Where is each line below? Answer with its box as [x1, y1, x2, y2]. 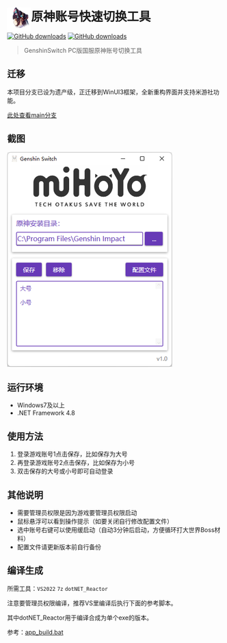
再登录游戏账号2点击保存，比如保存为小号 [16, 459, 135, 467]
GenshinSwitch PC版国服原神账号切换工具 [23, 46, 142, 54]
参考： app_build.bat [7, 628, 64, 636]
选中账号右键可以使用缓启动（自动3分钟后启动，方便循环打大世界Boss [16, 526, 215, 534]
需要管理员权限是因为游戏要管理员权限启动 [16, 509, 137, 517]
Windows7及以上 [16, 401, 65, 409]
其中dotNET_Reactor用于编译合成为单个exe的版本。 [7, 614, 153, 622]
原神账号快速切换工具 [31, 9, 152, 25]
